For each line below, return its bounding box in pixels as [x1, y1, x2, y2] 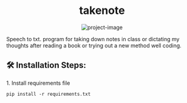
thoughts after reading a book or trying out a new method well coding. [6, 42, 182, 49]
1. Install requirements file [6, 79, 70, 87]
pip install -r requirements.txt [6, 91, 91, 97]
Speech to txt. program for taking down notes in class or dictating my [6, 35, 180, 42]
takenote [78, 4, 126, 18]
